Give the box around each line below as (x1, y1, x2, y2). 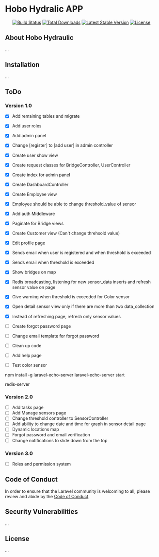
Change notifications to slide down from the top (12, 437, 108, 443)
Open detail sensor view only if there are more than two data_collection (12, 304, 155, 309)
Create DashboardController (12, 181, 69, 187)
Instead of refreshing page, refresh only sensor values (12, 313, 121, 319)
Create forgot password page (12, 323, 71, 329)
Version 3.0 (5, 450, 33, 457)
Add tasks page (12, 405, 44, 411)
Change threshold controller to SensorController (12, 415, 109, 421)
